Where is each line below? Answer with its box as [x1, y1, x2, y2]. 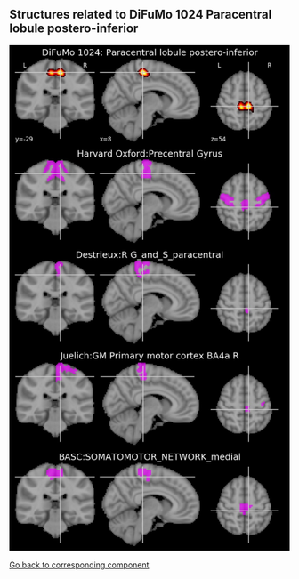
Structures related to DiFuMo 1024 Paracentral [9, 7, 272, 22]
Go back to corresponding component [9, 559, 149, 570]
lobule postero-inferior [9, 21, 139, 36]
